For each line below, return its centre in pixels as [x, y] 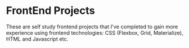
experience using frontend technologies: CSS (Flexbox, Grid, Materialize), [95, 32]
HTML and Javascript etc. [37, 39]
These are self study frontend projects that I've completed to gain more [92, 27]
